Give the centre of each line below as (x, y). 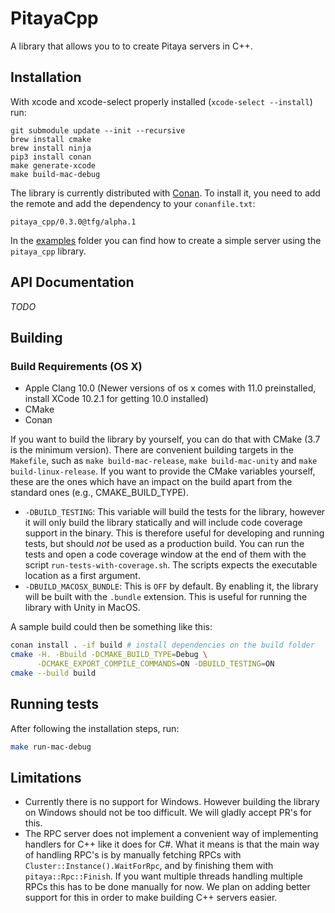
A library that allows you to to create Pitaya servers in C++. (131, 46)
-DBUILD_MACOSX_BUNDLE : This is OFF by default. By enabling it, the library (171, 586)
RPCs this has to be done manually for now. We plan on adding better (167, 887)
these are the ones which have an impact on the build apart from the (151, 482)
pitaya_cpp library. (48, 251)
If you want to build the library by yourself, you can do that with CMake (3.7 (165, 439)
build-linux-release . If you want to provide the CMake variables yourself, (163, 471)
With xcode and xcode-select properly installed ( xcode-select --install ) (161, 101)
